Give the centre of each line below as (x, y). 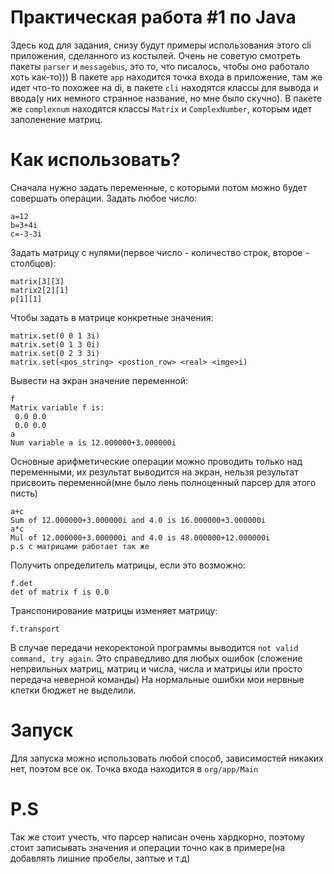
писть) (24, 493)
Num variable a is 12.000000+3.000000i (93, 442)
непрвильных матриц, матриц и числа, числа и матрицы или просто (156, 668)
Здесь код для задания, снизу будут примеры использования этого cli (161, 45)
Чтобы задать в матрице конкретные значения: (112, 317)
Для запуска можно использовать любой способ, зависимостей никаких (167, 758)
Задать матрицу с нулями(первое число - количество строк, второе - (160, 252)
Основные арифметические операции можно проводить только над (156, 461)
